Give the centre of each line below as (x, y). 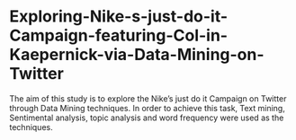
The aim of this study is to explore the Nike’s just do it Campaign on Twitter (148, 98)
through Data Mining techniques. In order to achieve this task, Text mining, (147, 108)
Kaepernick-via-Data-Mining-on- (137, 55)
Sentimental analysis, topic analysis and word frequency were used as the (147, 118)
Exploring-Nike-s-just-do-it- (119, 17)
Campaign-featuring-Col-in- (118, 35)
